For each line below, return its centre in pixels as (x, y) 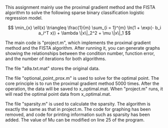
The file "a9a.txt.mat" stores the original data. (53, 68)
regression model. (24, 18)
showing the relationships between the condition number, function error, (80, 53)
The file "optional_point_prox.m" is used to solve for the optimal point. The (82, 78)
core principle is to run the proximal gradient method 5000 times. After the (82, 83)
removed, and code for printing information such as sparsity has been (77, 114)
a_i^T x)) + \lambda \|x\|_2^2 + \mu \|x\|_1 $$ (85, 33)
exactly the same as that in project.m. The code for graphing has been (78, 109)
